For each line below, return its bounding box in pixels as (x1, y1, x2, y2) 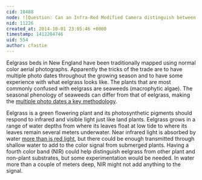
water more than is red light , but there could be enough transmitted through (6, 135, 195, 142)
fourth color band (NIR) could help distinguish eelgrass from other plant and (6, 147, 195, 155)
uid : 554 (6, 37, 28, 43)
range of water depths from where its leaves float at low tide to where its (6, 122, 187, 129)
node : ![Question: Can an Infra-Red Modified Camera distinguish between (6, 14, 197, 21)
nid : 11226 (6, 20, 34, 26)
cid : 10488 (6, 8, 34, 15)
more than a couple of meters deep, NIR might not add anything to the (6, 161, 181, 168)
